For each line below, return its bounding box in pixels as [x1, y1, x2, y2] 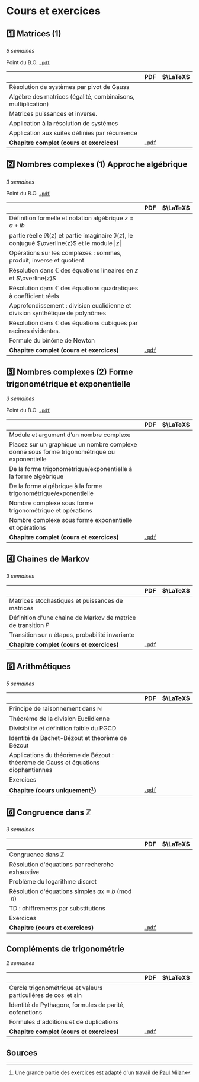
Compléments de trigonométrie [6, 944, 125, 954]
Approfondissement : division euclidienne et [9, 301, 131, 309]
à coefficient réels [9, 292, 59, 300]
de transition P [9, 621, 50, 629]
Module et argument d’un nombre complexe [9, 431, 131, 439]
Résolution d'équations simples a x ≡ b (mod [9, 887, 132, 896]
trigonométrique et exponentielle [6, 379, 131, 390]
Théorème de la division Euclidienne [9, 714, 110, 723]
